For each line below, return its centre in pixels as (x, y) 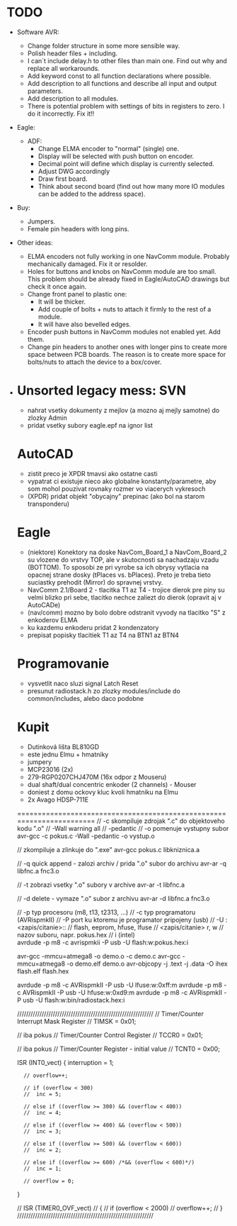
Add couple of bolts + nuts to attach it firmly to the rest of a (125, 309)
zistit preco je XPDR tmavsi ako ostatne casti (92, 473)
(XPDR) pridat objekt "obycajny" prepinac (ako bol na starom (116, 496)
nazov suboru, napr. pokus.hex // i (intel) (76, 934)
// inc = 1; (43, 1169)
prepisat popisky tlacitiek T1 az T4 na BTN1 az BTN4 (103, 635)
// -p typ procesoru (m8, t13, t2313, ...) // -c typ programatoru (106, 912)
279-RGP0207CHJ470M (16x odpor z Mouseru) (97, 777)
